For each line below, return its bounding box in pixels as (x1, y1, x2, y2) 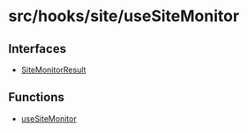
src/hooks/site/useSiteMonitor (8, 6, 240, 26)
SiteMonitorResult (20, 64, 86, 75)
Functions (8, 90, 65, 105)
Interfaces (8, 41, 67, 56)
